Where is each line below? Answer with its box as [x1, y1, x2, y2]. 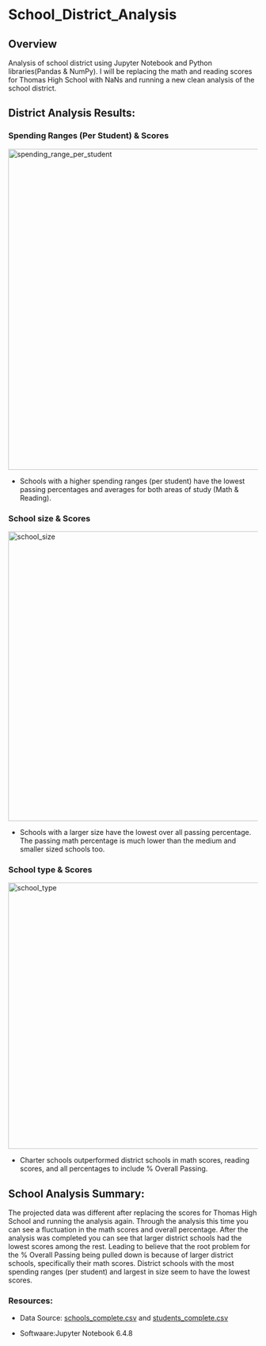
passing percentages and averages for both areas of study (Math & [19, 484, 239, 494]
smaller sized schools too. [19, 844, 105, 854]
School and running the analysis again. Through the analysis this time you [8, 1217, 249, 1226]
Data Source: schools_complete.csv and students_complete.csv [19, 1313, 229, 1323]
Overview [8, 37, 58, 51]
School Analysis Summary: [8, 1186, 145, 1200]
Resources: [8, 1295, 53, 1306]
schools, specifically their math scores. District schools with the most [8, 1259, 235, 1268]
